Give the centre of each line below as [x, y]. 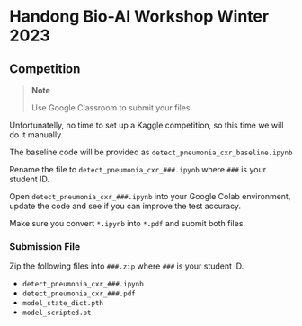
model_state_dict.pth [62, 304]
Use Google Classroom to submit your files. [112, 108]
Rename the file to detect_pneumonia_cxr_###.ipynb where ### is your [138, 169]
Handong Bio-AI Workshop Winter [139, 17]
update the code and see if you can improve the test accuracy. [125, 206]
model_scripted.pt [57, 313]
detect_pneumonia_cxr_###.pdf [79, 294]
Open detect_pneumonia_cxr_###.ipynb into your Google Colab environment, [150, 196]
